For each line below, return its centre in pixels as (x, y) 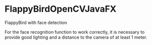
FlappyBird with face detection (36, 22)
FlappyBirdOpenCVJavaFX (61, 9)
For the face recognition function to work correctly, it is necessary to (75, 32)
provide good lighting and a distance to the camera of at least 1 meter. (76, 37)
